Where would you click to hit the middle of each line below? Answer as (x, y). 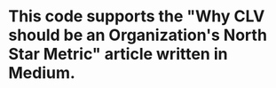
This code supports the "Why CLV (137, 16)
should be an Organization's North (138, 35)
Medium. (42, 73)
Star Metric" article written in (118, 54)
